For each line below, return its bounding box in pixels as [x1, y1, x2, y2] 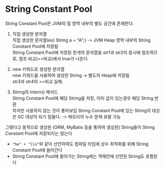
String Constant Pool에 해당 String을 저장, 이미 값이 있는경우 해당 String [12, 95, 154, 101]
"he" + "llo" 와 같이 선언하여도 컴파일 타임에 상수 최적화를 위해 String [12, 141, 149, 147]
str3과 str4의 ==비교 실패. [12, 78, 63, 85]
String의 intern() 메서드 [12, 89, 58, 95]
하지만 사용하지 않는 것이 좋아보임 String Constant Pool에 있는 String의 [12, 107, 151, 113]
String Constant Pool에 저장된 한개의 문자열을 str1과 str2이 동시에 [12, 49, 141, 55]
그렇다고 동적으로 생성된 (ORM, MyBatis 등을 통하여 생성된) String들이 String [5, 124, 155, 130]
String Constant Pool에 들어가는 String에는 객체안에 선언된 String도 [12, 153, 145, 159]
